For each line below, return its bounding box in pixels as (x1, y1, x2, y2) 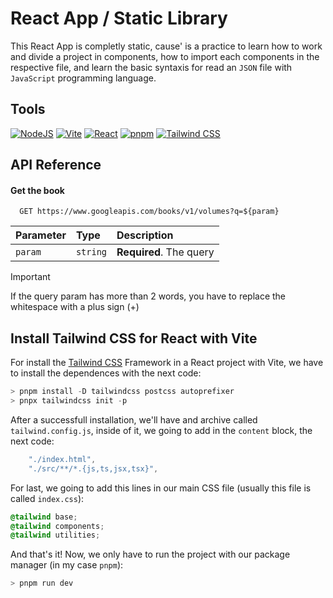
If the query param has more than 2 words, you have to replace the (10, 290, 287, 302)
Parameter (15, 228, 67, 242)
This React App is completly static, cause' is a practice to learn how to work (10, 40, 323, 52)
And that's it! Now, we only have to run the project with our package (10, 548, 291, 561)
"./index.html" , (28, 454, 97, 464)
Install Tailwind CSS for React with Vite (10, 330, 258, 347)
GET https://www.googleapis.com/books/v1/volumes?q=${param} (19, 207, 280, 217)
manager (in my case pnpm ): (10, 559, 124, 571)
